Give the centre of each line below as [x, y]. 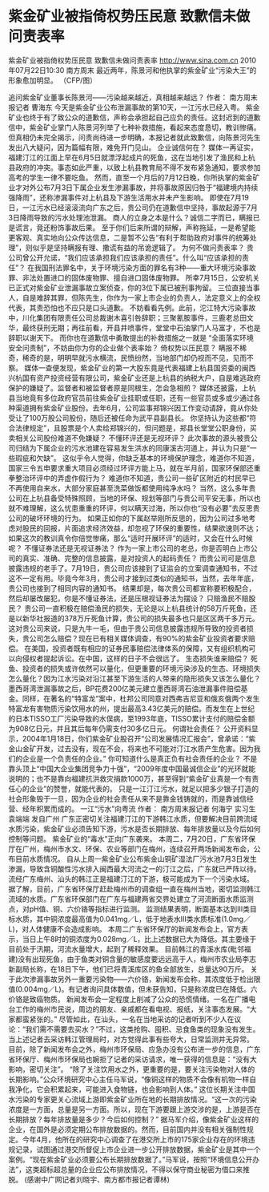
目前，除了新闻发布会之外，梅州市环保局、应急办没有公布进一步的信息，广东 [134, 1049]
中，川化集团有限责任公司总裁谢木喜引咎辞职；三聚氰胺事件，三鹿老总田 [127, 317]
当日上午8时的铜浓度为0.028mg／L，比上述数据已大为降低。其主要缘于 [139, 939]
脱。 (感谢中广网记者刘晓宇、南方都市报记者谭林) [89, 1179]
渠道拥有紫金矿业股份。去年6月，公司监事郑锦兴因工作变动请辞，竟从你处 [137, 408]
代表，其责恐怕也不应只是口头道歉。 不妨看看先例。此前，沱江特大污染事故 [132, 307]
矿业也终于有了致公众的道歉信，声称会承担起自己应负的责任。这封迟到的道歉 [134, 117]
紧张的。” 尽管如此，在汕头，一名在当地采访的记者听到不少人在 [132, 1019]
